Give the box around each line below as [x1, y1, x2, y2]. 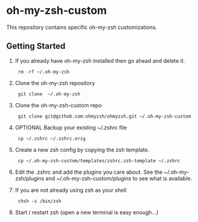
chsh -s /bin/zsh [18, 198, 62, 204]
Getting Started [6, 41, 66, 51]
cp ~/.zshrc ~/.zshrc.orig [18, 135, 86, 142]
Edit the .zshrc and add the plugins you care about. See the [14, 168, 163, 176]
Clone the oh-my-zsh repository [14, 79, 95, 86]
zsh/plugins [14, 174, 45, 182]
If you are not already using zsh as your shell [14, 186, 127, 194]
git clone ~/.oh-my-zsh [18, 91, 80, 97]
